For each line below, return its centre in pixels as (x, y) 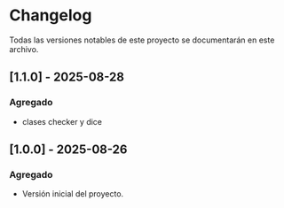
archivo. (24, 49)
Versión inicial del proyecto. (73, 194)
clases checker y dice (62, 121)
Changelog (51, 15)
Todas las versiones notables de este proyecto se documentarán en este (142, 40)
